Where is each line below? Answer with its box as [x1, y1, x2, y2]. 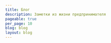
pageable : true [5, 16, 37, 21]
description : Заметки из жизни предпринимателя [5, 12, 106, 17]
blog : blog [5, 26, 28, 31]
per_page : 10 [5, 21, 32, 26]
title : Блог [5, 7, 30, 12]
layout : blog [5, 30, 32, 35]
